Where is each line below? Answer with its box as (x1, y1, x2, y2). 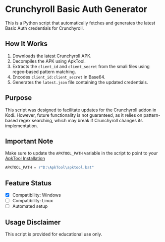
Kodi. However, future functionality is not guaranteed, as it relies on (5, 112, 143, 118)
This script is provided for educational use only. (5, 231, 103, 237)
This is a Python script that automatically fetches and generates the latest (5, 20, 156, 26)
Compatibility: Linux (12, 198, 54, 204)
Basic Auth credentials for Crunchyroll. (5, 25, 84, 31)
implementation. (5, 123, 38, 129)
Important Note (5, 137, 54, 145)
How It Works (5, 40, 48, 48)
